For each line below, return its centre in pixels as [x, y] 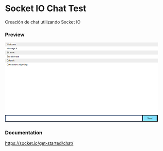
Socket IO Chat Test [46, 9]
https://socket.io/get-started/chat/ [39, 143]
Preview [15, 35]
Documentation [24, 133]
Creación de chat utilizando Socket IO [43, 22]
